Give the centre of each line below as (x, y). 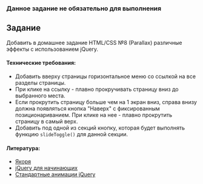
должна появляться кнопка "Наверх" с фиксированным (88, 108)
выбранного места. (40, 96)
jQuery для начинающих (46, 168)
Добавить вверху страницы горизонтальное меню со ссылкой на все (105, 76)
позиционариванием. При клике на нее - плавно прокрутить (94, 115)
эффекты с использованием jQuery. (52, 49)
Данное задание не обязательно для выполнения (84, 8)
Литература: (23, 148)
